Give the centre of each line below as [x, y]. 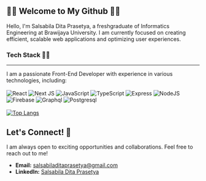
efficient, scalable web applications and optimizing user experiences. [94, 39]
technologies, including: [37, 81]
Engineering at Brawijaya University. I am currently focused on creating [96, 32]
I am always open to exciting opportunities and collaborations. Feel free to [100, 147]
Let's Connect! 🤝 [39, 132]
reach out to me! [27, 153]
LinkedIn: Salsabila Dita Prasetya [57, 171]
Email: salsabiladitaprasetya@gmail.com [67, 165]
